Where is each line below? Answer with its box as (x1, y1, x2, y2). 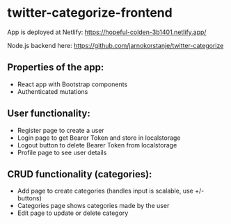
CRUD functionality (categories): (7, 168, 152, 180)
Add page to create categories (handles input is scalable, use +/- (17, 186, 205, 195)
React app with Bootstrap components (17, 80, 128, 88)
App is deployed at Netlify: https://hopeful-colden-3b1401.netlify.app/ (7, 28, 207, 36)
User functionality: (7, 108, 90, 120)
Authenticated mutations (17, 87, 88, 95)
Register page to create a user (17, 126, 104, 134)
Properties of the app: (7, 61, 104, 74)
